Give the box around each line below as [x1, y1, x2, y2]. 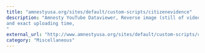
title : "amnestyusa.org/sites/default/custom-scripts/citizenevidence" [6, 9, 192, 15]
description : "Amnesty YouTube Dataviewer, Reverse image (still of [6, 15, 184, 21]
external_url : [6, 32, 43, 38]
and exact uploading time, [6, 20, 75, 26]
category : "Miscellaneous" [6, 37, 75, 43]
